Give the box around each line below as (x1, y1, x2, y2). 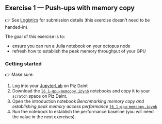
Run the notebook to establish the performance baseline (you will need (12, 109, 154, 115)
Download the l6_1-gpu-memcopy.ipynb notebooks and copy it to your (12, 88, 150, 94)
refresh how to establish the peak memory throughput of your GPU (12, 48, 146, 54)
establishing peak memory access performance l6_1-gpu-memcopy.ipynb (12, 104, 158, 109)
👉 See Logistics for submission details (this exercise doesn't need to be (5, 17, 150, 23)
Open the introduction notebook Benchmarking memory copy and (12, 98, 145, 104)
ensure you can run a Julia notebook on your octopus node (12, 43, 130, 49)
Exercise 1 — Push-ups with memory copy (5, 4, 135, 12)
